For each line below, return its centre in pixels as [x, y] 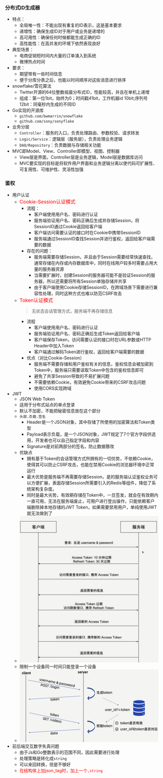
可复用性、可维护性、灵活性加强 [51, 169]
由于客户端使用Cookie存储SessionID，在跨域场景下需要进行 [94, 287]
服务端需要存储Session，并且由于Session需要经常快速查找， [95, 257]
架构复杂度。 [44, 489]
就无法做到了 [39, 513]
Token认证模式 [36, 300]
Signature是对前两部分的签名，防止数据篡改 [70, 446]
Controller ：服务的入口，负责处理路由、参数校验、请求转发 [79, 133]
